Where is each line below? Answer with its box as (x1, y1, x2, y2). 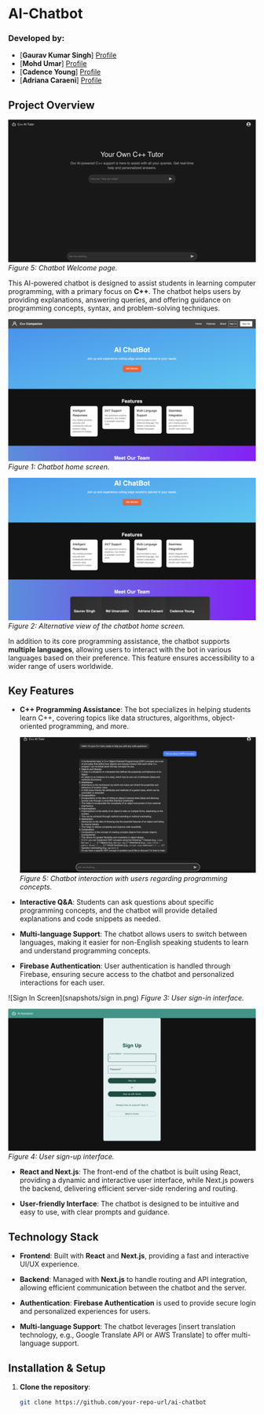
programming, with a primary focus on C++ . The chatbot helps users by (8, 286, 241, 296)
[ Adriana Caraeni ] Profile (19, 75, 102, 85)
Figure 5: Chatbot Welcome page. (8, 263, 118, 272)
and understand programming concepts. (19, 946, 151, 956)
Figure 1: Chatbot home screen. (8, 462, 110, 472)
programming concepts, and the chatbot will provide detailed (19, 905, 218, 916)
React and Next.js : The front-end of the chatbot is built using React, (19, 1167, 241, 1177)
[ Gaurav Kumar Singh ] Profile (19, 50, 117, 60)
